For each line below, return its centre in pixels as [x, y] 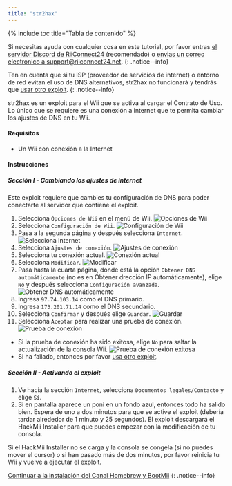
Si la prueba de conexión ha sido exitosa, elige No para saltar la [107, 342]
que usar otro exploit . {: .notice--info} [61, 89]
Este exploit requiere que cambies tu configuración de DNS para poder [109, 198]
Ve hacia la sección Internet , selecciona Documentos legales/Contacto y [121, 390]
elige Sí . [30, 398]
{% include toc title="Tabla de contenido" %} [72, 33]
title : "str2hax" [33, 13]
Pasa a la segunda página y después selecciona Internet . [100, 233]
